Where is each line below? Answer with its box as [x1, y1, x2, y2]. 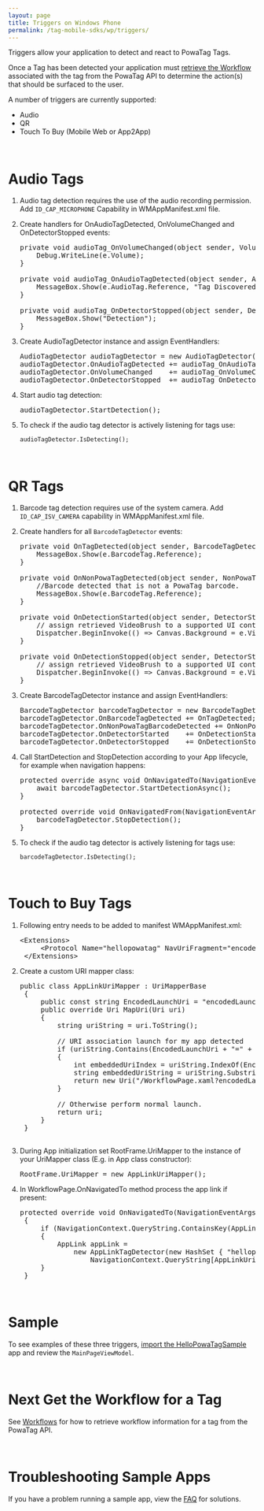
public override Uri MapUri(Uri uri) [40, 1005, 186, 1015]
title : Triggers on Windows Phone [8, 19, 122, 27]
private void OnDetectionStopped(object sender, [19, 652, 211, 662]
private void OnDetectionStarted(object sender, [19, 613, 211, 622]
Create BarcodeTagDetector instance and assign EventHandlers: [19, 691, 229, 700]
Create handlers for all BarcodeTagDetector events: [19, 527, 183, 536]
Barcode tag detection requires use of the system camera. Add [19, 503, 224, 513]
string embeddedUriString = [73, 1068, 182, 1078]
